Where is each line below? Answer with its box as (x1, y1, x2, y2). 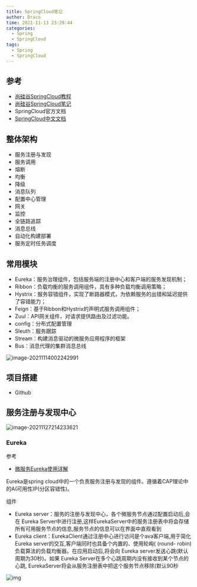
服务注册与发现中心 (6, 408, 76, 418)
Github (14, 389, 31, 396)
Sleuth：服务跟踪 (14, 328, 57, 335)
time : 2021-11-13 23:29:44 (6, 20, 73, 25)
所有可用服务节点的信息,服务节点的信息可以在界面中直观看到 (14, 525, 162, 532)
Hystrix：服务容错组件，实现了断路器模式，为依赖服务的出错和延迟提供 (14, 291, 188, 298)
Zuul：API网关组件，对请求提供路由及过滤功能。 (14, 313, 133, 320)
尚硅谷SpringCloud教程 (14, 93, 72, 100)
